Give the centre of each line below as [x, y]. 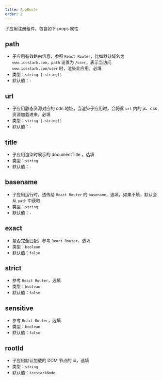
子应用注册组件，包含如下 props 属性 [42, 28]
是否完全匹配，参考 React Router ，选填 [51, 240]
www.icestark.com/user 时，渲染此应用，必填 [57, 68]
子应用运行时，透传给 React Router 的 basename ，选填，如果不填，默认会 [84, 194]
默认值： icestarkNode [34, 372]
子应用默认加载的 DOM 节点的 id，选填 [51, 360]
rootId [14, 348]
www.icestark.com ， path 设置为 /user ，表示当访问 [62, 62]
